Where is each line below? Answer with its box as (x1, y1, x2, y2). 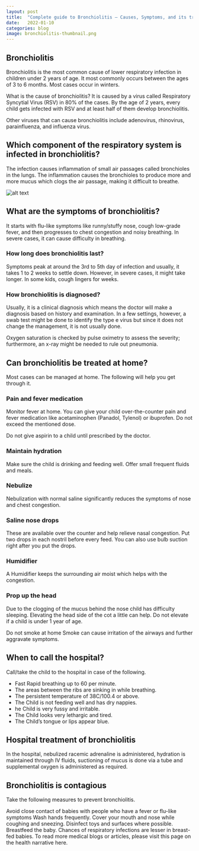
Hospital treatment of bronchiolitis (6, 735, 136, 745)
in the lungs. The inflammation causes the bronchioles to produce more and (6, 171, 191, 179)
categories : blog (6, 25, 49, 31)
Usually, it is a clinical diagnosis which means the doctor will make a (6, 304, 172, 311)
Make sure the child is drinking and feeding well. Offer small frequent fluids (6, 460, 190, 467)
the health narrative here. (6, 839, 68, 846)
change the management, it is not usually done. (6, 323, 123, 330)
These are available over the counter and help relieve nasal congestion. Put (6, 530, 190, 537)
